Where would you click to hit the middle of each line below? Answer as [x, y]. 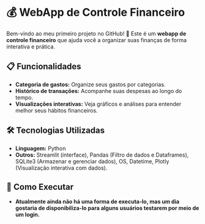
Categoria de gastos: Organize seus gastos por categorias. [90, 84]
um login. [28, 215]
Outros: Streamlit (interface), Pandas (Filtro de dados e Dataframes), [102, 155]
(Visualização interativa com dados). [61, 168]
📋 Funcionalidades [44, 66]
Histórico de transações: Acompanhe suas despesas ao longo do [99, 91]
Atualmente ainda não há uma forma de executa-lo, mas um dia [97, 202]
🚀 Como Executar [40, 187]
